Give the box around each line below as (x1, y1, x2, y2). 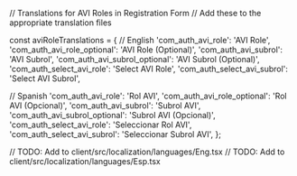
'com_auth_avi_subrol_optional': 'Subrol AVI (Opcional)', (9, 110, 216, 120)
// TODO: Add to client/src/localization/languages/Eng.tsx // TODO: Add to (9, 146, 285, 157)
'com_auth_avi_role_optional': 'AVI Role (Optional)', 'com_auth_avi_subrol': (9, 44, 283, 55)
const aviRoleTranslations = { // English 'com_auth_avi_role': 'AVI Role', (9, 35, 271, 45)
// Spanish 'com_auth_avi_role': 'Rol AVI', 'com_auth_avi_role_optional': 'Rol (9, 90, 287, 101)
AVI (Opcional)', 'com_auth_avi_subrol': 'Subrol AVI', (9, 100, 201, 111)
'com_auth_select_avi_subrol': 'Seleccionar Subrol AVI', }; (9, 129, 221, 139)
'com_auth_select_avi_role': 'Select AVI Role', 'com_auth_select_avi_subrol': (9, 63, 289, 74)
